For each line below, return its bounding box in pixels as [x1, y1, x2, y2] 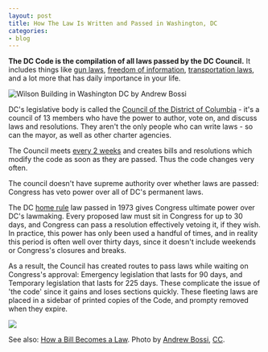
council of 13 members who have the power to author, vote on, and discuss [8, 114, 258, 123]
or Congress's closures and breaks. [8, 246, 127, 255]
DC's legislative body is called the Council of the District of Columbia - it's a [8, 105, 260, 114]
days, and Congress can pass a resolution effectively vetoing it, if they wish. [8, 220, 262, 230]
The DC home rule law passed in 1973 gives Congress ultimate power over [8, 203, 255, 213]
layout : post [8, 11, 52, 20]
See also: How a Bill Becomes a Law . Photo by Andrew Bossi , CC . [8, 335, 225, 345]
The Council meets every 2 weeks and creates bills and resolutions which [8, 146, 253, 155]
